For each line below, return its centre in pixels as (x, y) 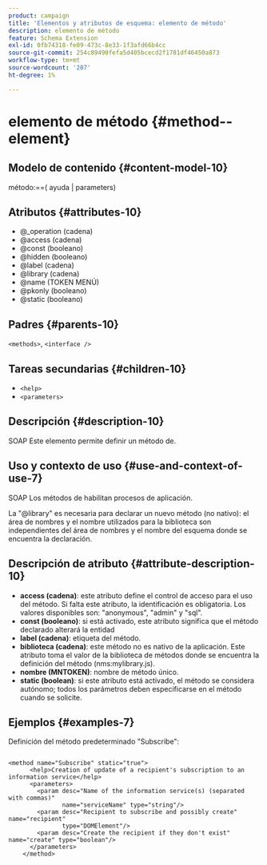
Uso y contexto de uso (65, 466)
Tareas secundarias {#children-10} (97, 369)
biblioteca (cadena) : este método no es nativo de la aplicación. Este (132, 646)
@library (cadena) (50, 274)
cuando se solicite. (51, 697)
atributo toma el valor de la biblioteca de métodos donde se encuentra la (139, 655)
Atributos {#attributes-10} (75, 212)
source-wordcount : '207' (50, 68)
